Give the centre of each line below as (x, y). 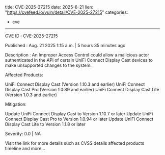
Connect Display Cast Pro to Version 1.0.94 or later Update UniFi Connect (79, 119)
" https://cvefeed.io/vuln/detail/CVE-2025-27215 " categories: (67, 12)
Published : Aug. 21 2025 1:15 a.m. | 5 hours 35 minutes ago (65, 45)
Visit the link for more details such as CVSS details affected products (75, 143)
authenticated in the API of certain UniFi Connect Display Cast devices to (79, 60)
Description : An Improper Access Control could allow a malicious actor (77, 55)
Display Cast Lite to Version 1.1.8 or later (45, 124)
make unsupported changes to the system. (48, 65)
